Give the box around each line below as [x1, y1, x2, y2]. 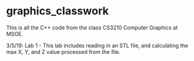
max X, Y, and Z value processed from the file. [6, 48, 121, 55]
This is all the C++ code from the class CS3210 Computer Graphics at [6, 24, 178, 31]
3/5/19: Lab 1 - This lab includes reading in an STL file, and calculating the [6, 42, 189, 49]
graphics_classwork [6, 4, 109, 18]
